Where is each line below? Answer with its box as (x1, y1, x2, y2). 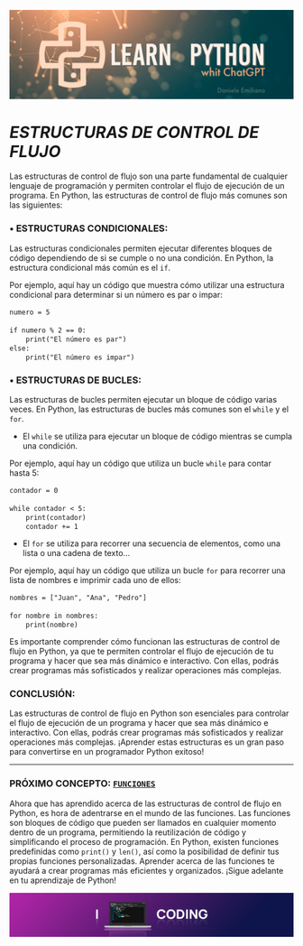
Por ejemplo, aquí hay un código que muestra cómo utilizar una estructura (9, 279, 285, 290)
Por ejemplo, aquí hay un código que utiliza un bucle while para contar (9, 458, 272, 469)
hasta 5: (9, 468, 40, 478)
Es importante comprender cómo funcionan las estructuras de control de (9, 636, 280, 647)
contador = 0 (9, 487, 59, 496)
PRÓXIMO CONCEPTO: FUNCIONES (9, 777, 156, 790)
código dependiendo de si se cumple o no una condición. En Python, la (9, 252, 274, 263)
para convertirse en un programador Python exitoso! (9, 747, 205, 757)
